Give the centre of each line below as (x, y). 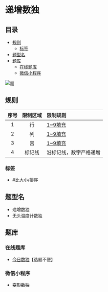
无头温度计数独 (27, 216)
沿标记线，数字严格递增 (74, 152)
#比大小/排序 (25, 180)
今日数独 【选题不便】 (33, 259)
